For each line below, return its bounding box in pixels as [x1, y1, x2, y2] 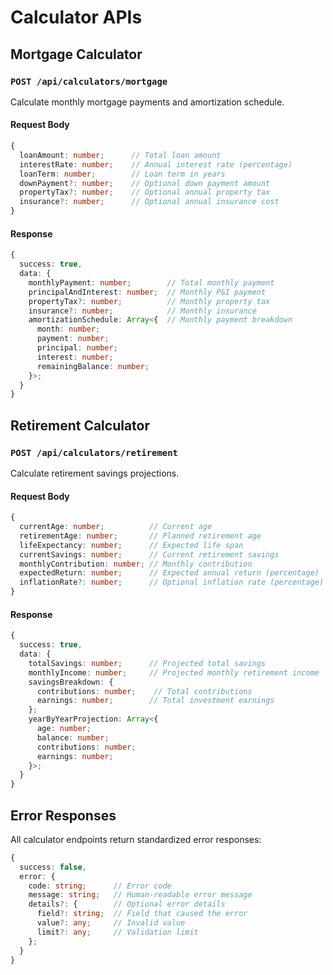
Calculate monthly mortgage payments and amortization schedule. [10, 96, 285, 108]
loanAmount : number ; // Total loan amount [19, 150, 222, 160]
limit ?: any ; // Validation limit [36, 927, 199, 937]
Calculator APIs [10, 6, 143, 29]
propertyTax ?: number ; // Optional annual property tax [19, 187, 271, 198]
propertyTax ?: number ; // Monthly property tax [28, 296, 271, 306]
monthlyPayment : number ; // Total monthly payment [28, 277, 275, 288]
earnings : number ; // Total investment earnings [36, 696, 275, 706]
